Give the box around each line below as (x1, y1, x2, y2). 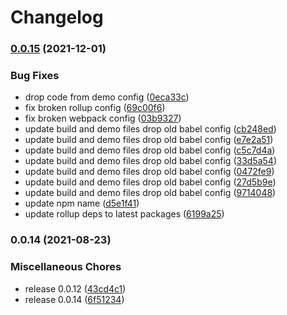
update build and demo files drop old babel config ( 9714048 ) (24, 187, 277, 199)
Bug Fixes (10, 69, 60, 83)
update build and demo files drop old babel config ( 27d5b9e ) (24, 176, 277, 188)
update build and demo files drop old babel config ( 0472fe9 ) (24, 166, 275, 178)
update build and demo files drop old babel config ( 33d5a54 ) (24, 155, 277, 167)
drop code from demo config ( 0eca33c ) (24, 91, 190, 103)
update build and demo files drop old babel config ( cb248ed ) (24, 123, 277, 135)
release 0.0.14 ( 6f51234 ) (24, 293, 125, 305)
